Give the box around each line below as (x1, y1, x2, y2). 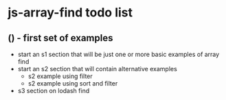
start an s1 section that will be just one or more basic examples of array (17, 50, 220, 58)
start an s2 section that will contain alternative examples (17, 65, 177, 73)
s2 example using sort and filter (27, 79, 118, 87)
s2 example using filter (27, 72, 93, 80)
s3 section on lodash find (17, 87, 90, 95)
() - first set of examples (8, 32, 113, 44)
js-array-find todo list (8, 5, 133, 21)
